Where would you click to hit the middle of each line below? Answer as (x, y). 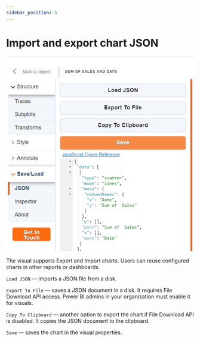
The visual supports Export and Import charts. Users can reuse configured (98, 261)
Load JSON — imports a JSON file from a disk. (61, 279)
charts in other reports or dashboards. (53, 267)
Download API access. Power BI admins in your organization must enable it (99, 297)
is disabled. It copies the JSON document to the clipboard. (78, 320)
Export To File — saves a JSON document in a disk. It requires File (89, 290)
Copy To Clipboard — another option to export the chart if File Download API (100, 314)
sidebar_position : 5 (32, 13)
